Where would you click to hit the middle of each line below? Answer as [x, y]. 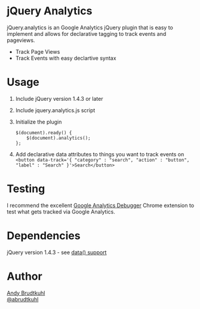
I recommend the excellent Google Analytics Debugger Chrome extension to [101, 205]
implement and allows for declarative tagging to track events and [87, 33]
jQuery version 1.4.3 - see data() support [57, 252]
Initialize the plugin [39, 122]
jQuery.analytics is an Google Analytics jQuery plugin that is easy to [90, 27]
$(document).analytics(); [59, 138]
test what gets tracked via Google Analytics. [61, 211]
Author [24, 276]
